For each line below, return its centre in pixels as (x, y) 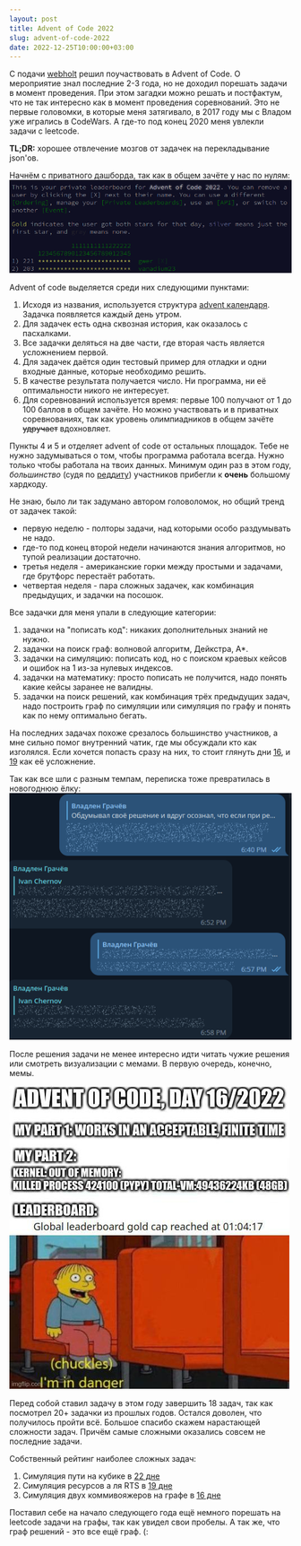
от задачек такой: (43, 511)
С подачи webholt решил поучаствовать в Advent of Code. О (125, 74)
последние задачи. (46, 1441)
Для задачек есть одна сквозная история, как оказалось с (135, 324)
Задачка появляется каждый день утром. (102, 315)
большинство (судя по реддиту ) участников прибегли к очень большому (150, 474)
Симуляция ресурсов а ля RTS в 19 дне (97, 1485)
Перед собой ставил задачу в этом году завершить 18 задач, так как (141, 1403)
